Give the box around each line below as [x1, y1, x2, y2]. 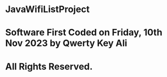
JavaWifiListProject [5, 4, 90, 15]
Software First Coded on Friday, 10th [5, 27, 162, 38]
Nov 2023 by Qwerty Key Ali [5, 37, 127, 49]
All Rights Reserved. [5, 61, 93, 72]
